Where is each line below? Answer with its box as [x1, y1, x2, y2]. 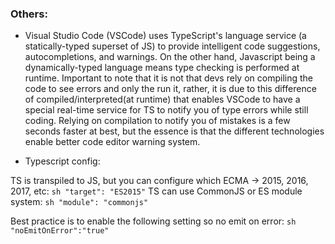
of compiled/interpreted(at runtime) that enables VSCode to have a [24, 93, 301, 106]
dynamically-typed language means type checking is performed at [24, 62, 300, 74]
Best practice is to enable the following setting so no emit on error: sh [10, 215, 297, 227]
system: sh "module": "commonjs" [10, 196, 149, 208]
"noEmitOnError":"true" [10, 226, 110, 236]
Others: [10, 7, 48, 21]
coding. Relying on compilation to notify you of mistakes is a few [24, 115, 291, 127]
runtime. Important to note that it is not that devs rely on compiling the [24, 72, 313, 84]
